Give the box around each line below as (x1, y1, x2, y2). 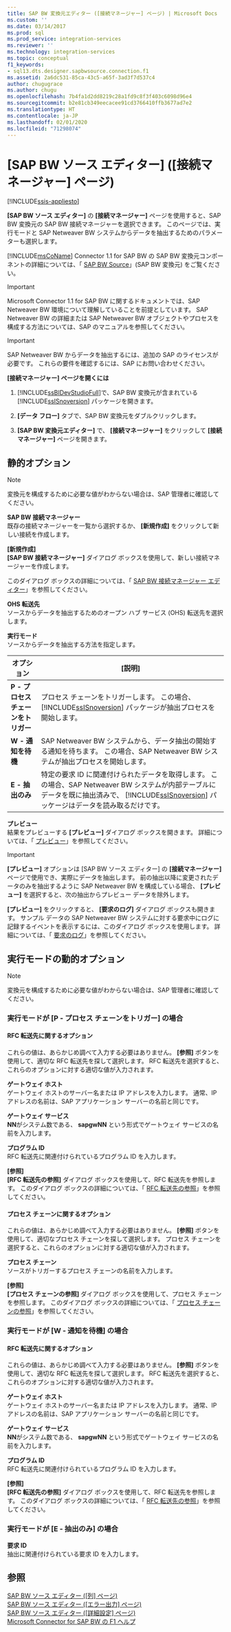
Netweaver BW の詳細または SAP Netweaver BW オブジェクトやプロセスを (7, 314, 219, 323)
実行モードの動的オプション (7, 953, 125, 965)
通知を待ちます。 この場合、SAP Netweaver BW (47, 747, 203, 757)
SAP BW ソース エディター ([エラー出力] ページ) (7, 1600, 142, 1608)
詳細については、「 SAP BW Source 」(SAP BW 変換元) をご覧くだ (30, 261, 215, 269)
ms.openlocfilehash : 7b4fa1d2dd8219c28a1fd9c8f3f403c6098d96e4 (7, 94, 192, 100)
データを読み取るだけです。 (75, 801, 164, 810)
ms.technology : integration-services (7, 49, 115, 56)
